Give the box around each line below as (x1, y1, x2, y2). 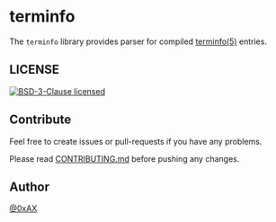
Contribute (9, 112, 72, 128)
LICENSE (9, 62, 60, 77)
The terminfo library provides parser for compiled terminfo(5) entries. (9, 36, 268, 47)
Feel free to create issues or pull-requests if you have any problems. (9, 136, 263, 147)
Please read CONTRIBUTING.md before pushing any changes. (9, 153, 240, 164)
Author (9, 179, 49, 194)
